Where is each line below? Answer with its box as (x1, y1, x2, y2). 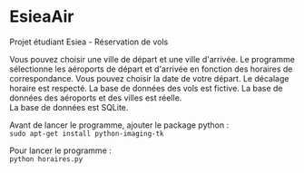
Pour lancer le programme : (9, 145, 112, 156)
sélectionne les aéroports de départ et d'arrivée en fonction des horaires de (9, 63, 293, 74)
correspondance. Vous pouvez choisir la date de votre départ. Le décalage (9, 72, 289, 83)
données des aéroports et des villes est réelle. (9, 92, 182, 103)
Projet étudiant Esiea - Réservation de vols (9, 36, 169, 47)
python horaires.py (9, 154, 83, 164)
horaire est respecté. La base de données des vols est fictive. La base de (9, 82, 283, 93)
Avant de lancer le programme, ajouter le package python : (9, 120, 230, 130)
